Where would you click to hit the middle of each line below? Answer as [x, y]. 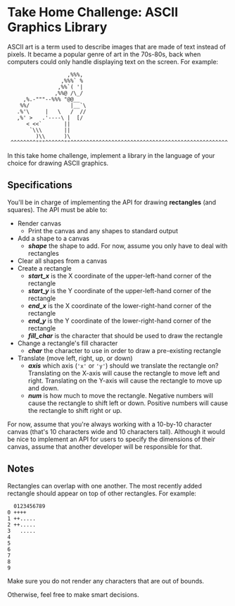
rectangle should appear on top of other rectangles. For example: [102, 493]
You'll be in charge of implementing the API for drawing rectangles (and [112, 202]
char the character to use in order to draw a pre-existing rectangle [125, 350]
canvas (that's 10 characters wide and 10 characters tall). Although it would [116, 431]
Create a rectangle [44, 268]
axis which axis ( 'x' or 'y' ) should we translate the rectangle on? [123, 365]
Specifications [40, 185]
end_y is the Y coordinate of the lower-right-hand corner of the [120, 321]
